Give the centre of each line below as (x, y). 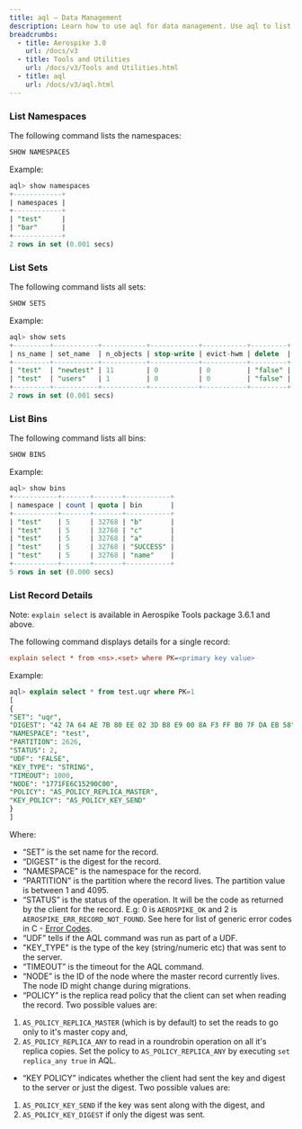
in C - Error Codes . (57, 928)
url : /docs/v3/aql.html (70, 85)
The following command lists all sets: (78, 287)
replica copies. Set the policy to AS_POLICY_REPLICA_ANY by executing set (156, 1051)
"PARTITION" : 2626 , (46, 742)
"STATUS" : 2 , (34, 751)
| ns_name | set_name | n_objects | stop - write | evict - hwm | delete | (151, 354)
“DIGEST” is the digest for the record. (92, 861)
